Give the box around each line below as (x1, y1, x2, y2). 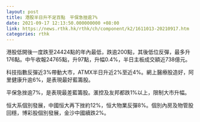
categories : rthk (6, 31, 50, 37)
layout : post (6, 8, 39, 15)
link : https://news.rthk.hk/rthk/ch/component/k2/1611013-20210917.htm (6, 25, 189, 32)
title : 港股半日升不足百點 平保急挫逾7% (6, 14, 98, 20)
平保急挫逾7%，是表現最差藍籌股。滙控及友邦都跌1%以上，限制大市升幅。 (6, 89, 190, 96)
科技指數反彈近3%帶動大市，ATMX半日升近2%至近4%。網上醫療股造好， (6, 69, 189, 76)
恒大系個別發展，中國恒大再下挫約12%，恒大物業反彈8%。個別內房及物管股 (6, 102, 194, 109)
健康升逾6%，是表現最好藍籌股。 (11, 76, 94, 84)
